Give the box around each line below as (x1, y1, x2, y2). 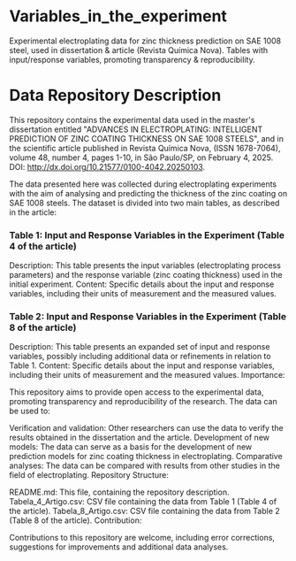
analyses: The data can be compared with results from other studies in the (9, 460, 280, 471)
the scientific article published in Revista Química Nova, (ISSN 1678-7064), (9, 142, 281, 153)
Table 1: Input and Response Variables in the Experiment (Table (9, 228, 285, 241)
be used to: (9, 405, 50, 417)
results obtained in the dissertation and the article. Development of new (9, 432, 269, 443)
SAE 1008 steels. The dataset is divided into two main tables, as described (9, 197, 280, 208)
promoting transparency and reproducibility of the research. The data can (9, 396, 277, 407)
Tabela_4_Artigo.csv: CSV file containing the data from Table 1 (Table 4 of (9, 496, 277, 507)
